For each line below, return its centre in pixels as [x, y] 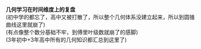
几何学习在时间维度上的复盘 [41, 9]
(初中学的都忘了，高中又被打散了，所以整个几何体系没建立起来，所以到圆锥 [100, 17]
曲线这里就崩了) [26, 24]
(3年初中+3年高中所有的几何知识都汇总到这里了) [66, 40]
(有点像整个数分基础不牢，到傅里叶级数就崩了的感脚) [72, 32]
